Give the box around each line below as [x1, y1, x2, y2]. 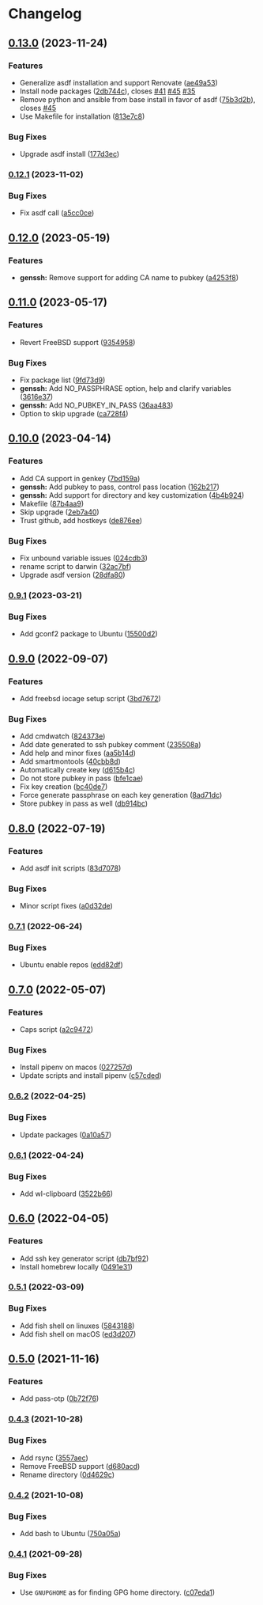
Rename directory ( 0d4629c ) [19, 1470, 115, 1479]
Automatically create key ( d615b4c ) [19, 765, 136, 775]
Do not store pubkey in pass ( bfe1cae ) [19, 773, 144, 784]
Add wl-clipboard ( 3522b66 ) [19, 1189, 113, 1198]
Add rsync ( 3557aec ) [19, 1453, 88, 1463]
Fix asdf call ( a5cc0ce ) [19, 208, 95, 218]
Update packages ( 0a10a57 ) [19, 1129, 112, 1140]
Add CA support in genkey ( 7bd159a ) [19, 473, 141, 483]
